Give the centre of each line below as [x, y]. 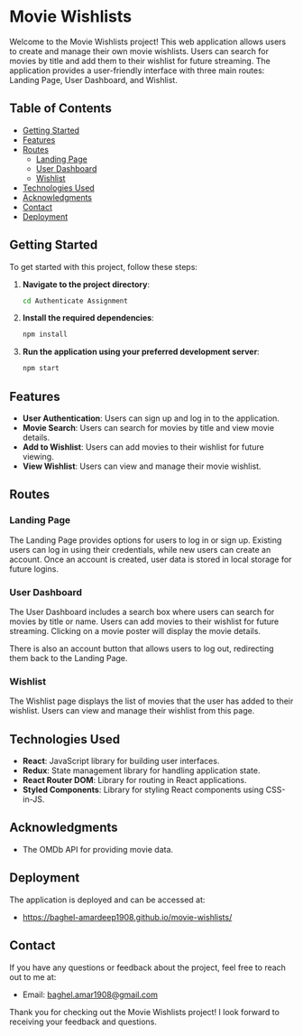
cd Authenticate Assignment [75, 301]
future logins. [34, 569]
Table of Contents [61, 109]
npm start [41, 369]
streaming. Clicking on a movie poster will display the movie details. [135, 630]
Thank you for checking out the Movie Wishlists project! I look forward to [144, 1012]
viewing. [38, 457]
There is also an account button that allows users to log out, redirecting [142, 649]
